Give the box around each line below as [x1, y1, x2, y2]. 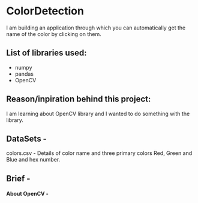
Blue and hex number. [6, 156, 61, 163]
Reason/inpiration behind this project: [6, 94, 151, 105]
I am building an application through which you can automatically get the [6, 24, 186, 31]
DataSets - [6, 133, 47, 144]
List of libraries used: [6, 48, 87, 58]
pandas [14, 70, 34, 77]
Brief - [6, 173, 31, 184]
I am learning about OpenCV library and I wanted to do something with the [6, 110, 190, 117]
